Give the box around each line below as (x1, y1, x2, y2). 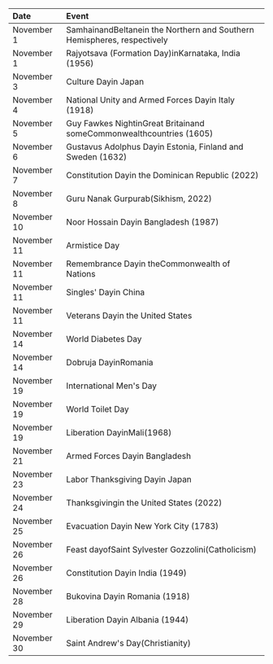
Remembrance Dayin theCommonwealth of (66, 258, 231, 269)
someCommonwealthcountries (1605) (66, 128, 214, 139)
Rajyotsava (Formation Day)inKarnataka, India (66, 48, 241, 59)
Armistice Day (66, 240, 120, 251)
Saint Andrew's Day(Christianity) (66, 638, 191, 649)
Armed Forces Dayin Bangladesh (66, 451, 192, 461)
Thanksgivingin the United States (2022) (66, 497, 223, 508)
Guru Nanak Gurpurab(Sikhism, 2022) (66, 193, 213, 204)
